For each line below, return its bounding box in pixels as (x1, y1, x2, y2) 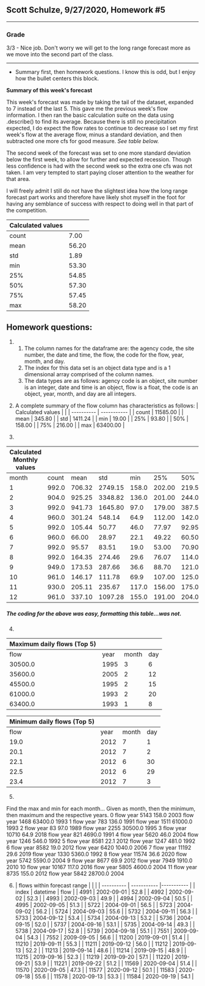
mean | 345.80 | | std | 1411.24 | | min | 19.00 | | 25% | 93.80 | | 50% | (15, 415, 189, 422)
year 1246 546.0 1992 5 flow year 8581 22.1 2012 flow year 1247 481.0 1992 (6, 837, 196, 845)
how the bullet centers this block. (15, 75, 99, 82)
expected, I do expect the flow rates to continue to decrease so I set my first (6, 125, 198, 132)
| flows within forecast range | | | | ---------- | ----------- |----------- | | (15, 881, 195, 889)
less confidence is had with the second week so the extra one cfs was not (6, 162, 193, 170)
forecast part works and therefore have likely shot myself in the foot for (6, 194, 185, 201)
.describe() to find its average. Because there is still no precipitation (6, 118, 177, 125)
